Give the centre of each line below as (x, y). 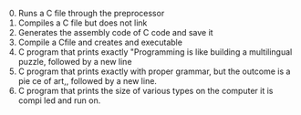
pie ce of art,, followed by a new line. (88, 81)
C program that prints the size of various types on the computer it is (145, 91)
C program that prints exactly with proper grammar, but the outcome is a (154, 71)
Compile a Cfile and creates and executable (100, 42)
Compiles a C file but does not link (83, 23)
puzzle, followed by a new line (75, 62)
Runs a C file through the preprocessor (91, 13)
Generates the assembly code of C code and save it (115, 32)
